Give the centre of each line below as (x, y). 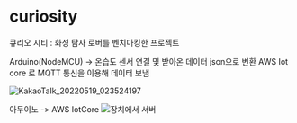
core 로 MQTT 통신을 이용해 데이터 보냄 (80, 73)
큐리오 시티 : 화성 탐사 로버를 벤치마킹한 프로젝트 (94, 42)
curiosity (44, 17)
